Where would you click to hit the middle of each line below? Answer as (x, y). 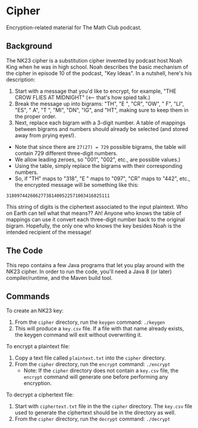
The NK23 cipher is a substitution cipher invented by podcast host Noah (94, 60)
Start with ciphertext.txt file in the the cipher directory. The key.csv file (103, 407)
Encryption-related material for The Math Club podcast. (74, 27)
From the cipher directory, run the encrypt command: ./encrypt (92, 364)
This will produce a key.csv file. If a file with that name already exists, (99, 329)
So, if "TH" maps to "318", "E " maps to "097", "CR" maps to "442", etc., (103, 178)
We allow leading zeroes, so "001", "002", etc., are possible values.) (98, 160)
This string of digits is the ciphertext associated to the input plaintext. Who (97, 207)
